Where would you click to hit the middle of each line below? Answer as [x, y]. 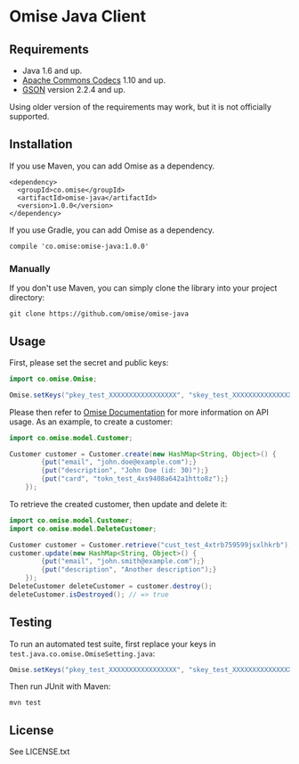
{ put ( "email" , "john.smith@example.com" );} [123, 562]
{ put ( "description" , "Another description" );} [129, 570]
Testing [31, 623]
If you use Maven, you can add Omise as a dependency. [112, 166]
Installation [41, 144]
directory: [27, 298]
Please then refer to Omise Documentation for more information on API [139, 412]
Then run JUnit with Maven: [60, 686]
